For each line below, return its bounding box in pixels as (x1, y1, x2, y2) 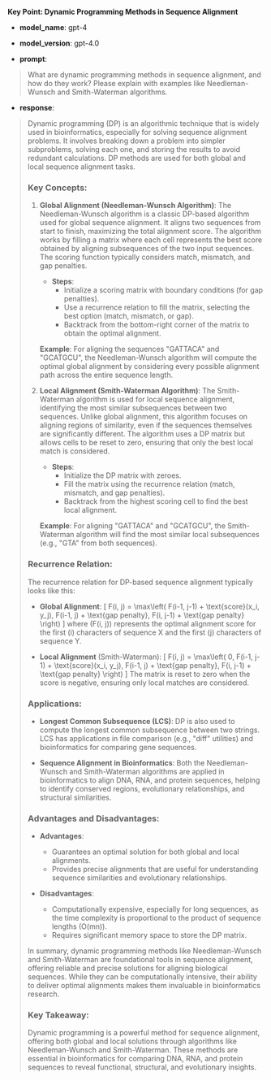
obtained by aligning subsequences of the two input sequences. (39, 244, 255, 254)
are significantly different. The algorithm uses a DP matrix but (39, 429, 245, 439)
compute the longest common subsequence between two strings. (39, 725, 260, 735)
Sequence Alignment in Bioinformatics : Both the (39, 757, 205, 767)
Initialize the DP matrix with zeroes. (63, 471, 182, 480)
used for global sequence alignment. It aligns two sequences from (39, 218, 261, 228)
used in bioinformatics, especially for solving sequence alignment (27, 128, 247, 137)
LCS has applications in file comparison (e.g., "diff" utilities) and (39, 733, 253, 743)
